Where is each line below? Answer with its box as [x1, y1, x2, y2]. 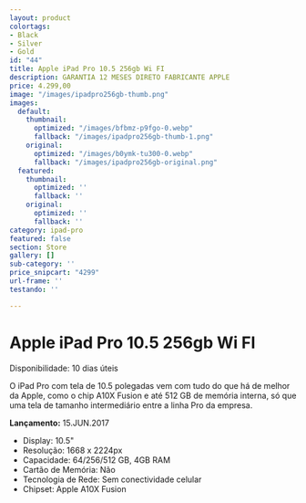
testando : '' [9, 285, 59, 294]
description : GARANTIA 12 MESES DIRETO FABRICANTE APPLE [9, 73, 230, 82]
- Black [9, 30, 39, 39]
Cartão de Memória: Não [22, 464, 116, 475]
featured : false [9, 234, 71, 243]
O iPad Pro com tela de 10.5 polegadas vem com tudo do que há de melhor [9, 380, 291, 391]
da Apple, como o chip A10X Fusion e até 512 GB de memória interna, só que [9, 390, 297, 401]
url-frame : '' [9, 277, 64, 286]
